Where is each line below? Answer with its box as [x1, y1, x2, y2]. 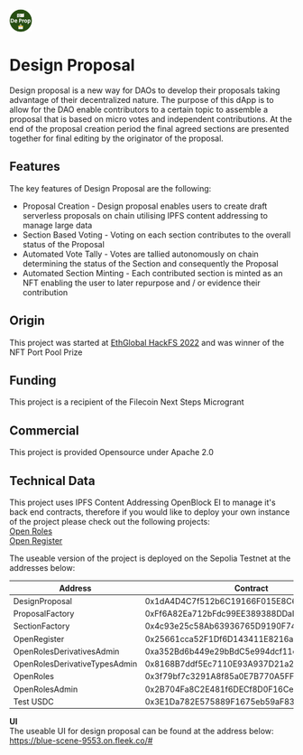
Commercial [9, 423, 79, 438]
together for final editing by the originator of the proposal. [9, 133, 224, 144]
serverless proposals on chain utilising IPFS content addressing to [22, 210, 269, 220]
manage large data [22, 219, 93, 230]
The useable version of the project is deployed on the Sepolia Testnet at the [9, 553, 291, 564]
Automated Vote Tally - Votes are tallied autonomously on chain [22, 248, 259, 259]
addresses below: [9, 563, 76, 573]
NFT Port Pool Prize [9, 347, 83, 358]
